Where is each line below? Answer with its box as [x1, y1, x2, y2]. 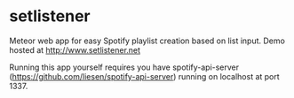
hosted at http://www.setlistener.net [9, 44, 140, 55]
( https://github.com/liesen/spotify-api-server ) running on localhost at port [9, 71, 280, 81]
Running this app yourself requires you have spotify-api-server [9, 62, 240, 72]
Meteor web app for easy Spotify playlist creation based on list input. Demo [9, 35, 286, 46]
